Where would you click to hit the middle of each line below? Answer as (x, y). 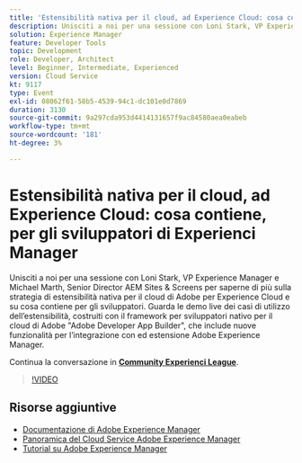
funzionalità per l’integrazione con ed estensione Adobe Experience (135, 334)
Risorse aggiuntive (63, 408)
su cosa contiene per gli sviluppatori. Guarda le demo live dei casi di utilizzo (150, 306)
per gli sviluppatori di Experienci (133, 233)
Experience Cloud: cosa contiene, (138, 214)
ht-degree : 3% (36, 143)
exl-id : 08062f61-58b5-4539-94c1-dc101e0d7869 (98, 101)
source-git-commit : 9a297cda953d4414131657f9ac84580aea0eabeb (128, 118)
